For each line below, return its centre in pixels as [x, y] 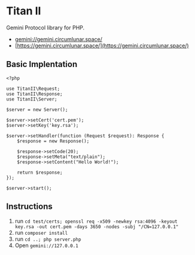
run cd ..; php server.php [48, 239]
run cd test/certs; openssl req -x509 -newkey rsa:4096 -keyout [96, 221]
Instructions [29, 207]
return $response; [40, 172]
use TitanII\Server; [32, 99]
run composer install [41, 232]
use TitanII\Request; [33, 89]
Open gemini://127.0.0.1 [47, 245]
